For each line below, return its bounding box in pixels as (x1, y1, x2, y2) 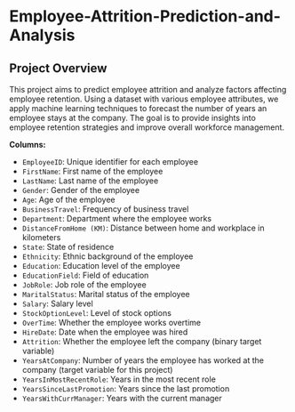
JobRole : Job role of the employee (21, 279, 147, 290)
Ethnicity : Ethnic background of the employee (21, 251, 194, 262)
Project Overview (9, 61, 108, 76)
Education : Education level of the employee (21, 261, 180, 271)
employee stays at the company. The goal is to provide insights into (9, 113, 256, 123)
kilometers (21, 232, 61, 242)
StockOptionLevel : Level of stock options (21, 308, 171, 318)
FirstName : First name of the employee (21, 166, 163, 176)
